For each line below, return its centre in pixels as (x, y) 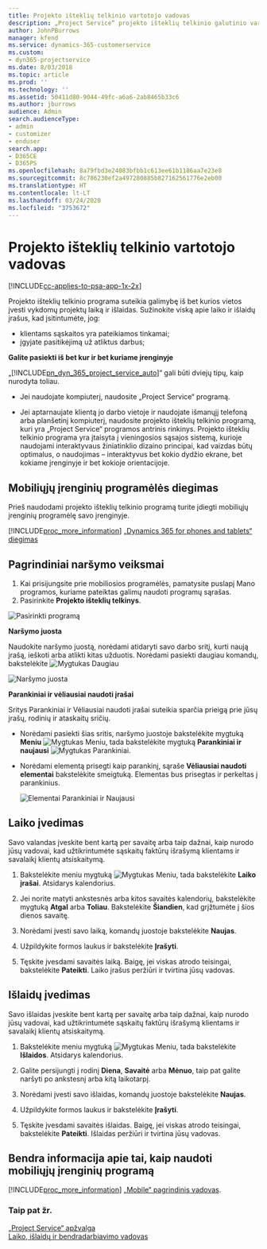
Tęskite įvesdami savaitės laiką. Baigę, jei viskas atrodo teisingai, (126, 961)
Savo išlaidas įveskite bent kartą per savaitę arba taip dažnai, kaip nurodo (128, 1014)
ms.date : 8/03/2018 (41, 68)
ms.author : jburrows (43, 104)
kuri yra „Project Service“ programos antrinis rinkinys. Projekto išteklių (135, 429)
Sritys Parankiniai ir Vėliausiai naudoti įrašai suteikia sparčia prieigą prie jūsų (133, 709)
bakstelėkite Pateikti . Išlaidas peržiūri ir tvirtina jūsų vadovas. (120, 1133)
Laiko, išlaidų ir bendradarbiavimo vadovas (78, 1236)
